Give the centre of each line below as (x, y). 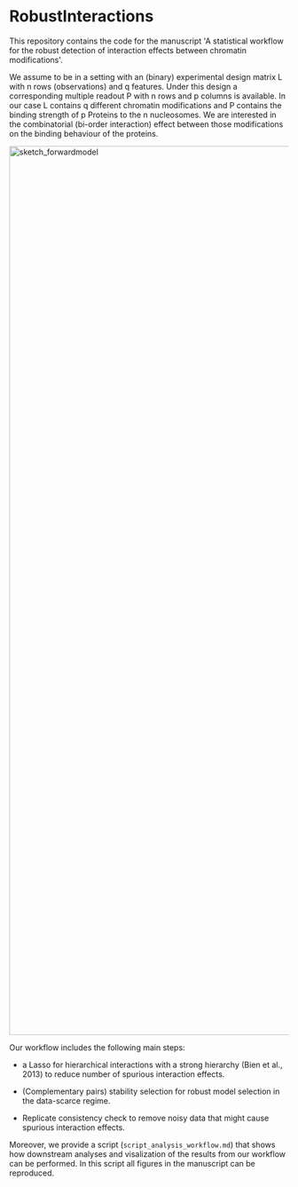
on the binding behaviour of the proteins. (84, 133)
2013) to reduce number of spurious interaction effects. (123, 1074)
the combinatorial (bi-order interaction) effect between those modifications (146, 124)
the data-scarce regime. (66, 1100)
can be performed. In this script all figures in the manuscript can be (132, 1163)
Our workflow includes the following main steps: (97, 1047)
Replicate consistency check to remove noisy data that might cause (145, 1118)
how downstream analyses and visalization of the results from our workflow (148, 1154)
